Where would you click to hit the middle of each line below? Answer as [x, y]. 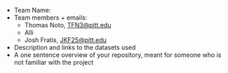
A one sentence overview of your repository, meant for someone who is [118, 55]
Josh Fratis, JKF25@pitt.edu [66, 40]
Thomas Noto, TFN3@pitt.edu [68, 25]
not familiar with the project [54, 62]
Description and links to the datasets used [75, 47]
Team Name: [32, 10]
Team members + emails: [51, 18]
